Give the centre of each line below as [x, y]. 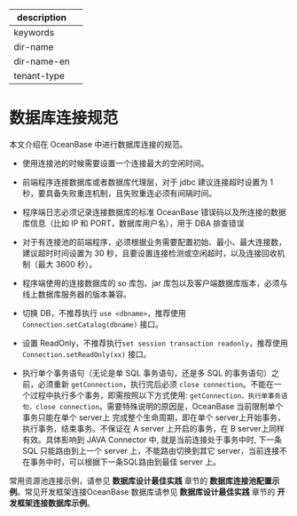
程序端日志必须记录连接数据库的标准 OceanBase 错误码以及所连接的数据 [154, 211]
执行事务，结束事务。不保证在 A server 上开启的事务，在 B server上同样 [153, 428]
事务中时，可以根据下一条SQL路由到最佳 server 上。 [125, 462]
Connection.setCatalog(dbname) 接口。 [93, 324]
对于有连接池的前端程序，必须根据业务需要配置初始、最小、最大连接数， [154, 242]
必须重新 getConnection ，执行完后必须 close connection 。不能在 [156, 384]
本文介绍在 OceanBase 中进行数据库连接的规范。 [98, 144]
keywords [34, 32]
